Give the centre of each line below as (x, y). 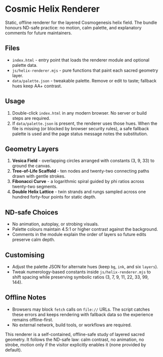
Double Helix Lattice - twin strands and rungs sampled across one (79, 192)
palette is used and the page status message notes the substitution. (80, 134)
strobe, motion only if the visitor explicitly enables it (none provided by (76, 344)
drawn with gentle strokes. (39, 176)
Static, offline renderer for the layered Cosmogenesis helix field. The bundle (81, 22)
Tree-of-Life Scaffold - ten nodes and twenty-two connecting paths (81, 171)
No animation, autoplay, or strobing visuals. (55, 224)
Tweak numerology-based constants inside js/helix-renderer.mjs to (81, 272)
